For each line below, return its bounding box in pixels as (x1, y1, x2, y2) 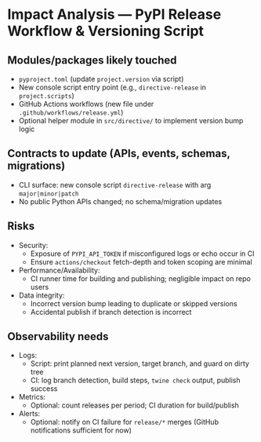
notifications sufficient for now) (30, 426, 132, 435)
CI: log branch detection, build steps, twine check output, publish (30, 375, 241, 385)
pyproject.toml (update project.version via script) (18, 75, 184, 83)
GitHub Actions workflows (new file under (18, 100, 154, 108)
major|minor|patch (18, 190, 79, 198)
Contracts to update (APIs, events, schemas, (7, 147, 230, 160)
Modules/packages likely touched (7, 53, 177, 67)
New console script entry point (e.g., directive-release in (18, 82, 207, 92)
